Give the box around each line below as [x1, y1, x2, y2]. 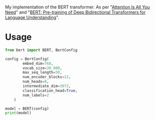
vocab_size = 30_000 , [22, 65, 63, 70]
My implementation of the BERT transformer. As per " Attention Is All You [5, 4, 150, 10]
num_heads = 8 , [22, 79, 49, 84]
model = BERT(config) [5, 106, 49, 111]
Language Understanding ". [5, 15, 60, 20]
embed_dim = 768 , [22, 61, 54, 66]
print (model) [5, 111, 32, 116]
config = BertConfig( [5, 56, 49, 61]
